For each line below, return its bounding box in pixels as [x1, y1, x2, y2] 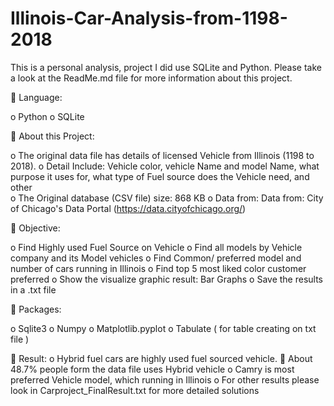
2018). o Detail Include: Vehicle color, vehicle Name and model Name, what [10, 160, 320, 172]
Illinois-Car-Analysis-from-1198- [10, 7, 288, 30]
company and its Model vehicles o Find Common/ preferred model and [10, 252, 302, 264]
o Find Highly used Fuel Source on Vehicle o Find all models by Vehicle [10, 241, 303, 253]
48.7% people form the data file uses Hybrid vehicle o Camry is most [10, 363, 295, 375]
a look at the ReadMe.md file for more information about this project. [10, 72, 293, 84]
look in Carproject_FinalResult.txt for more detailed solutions [10, 384, 260, 396]
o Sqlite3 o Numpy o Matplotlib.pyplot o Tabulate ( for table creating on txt [10, 322, 317, 334]
